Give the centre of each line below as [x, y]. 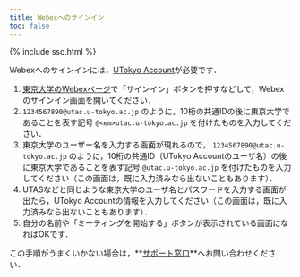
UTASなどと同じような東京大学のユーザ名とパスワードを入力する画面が [154, 189]
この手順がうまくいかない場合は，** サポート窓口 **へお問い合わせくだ [139, 253]
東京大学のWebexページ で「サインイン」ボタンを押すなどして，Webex [153, 88]
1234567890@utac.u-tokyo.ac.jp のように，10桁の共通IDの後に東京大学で [156, 111]
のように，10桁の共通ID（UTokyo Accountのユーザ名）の [174, 155]
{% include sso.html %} [53, 51]
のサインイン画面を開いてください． [89, 100]
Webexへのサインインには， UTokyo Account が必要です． [116, 70]
